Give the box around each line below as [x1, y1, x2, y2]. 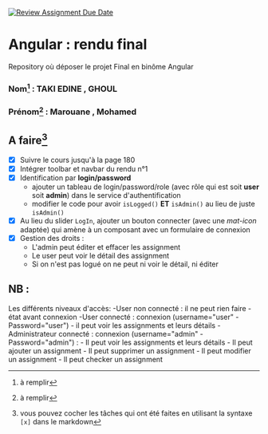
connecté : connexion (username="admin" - [58, 329, 203, 338]
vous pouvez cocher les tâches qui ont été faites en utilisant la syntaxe [19, 408, 253, 418]
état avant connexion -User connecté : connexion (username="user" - [8, 312, 239, 322]
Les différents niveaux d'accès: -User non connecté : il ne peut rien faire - [8, 303, 252, 313]
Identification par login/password [19, 172, 132, 183]
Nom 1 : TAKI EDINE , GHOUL [8, 81, 118, 95]
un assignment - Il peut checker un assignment [8, 354, 164, 364]
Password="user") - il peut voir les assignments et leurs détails [8, 320, 216, 330]
